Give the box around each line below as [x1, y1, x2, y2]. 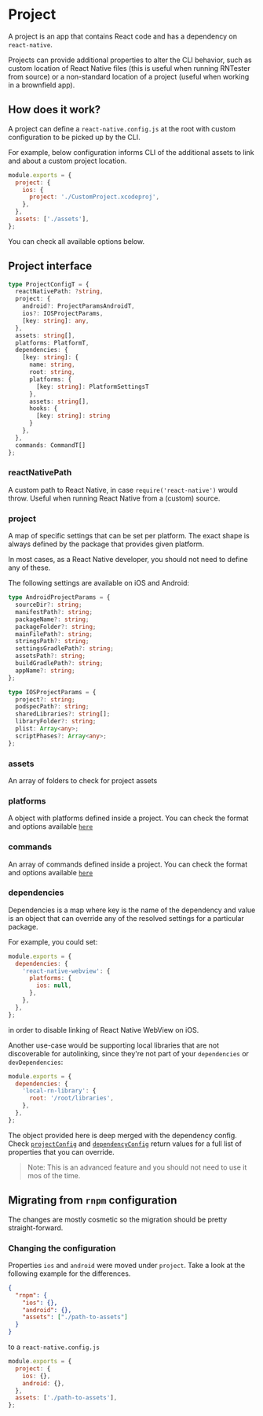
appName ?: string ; [15, 667, 76, 675]
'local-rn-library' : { [22, 1087, 97, 1095]
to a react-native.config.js [8, 1342, 100, 1351]
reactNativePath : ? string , [15, 287, 104, 296]
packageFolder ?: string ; [15, 623, 97, 630]
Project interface [8, 260, 93, 273]
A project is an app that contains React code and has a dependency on [8, 31, 238, 41]
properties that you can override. [8, 1147, 115, 1156]
